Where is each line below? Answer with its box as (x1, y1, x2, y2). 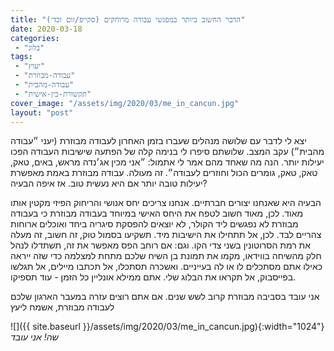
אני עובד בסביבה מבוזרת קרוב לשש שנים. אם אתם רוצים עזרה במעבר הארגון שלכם (10, 291, 320, 303)
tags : (10, 52, 33, 62)
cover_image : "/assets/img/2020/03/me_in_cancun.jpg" (10, 98, 240, 108)
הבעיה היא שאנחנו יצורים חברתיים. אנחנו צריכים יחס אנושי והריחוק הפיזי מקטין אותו (10, 197, 322, 209)
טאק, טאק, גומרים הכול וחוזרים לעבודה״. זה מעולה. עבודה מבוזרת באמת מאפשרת (10, 167, 318, 179)
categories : (10, 33, 60, 43)
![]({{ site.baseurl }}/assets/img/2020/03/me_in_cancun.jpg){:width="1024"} (10, 321, 325, 333)
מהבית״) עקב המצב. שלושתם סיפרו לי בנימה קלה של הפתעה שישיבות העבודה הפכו (10, 146, 325, 158)
